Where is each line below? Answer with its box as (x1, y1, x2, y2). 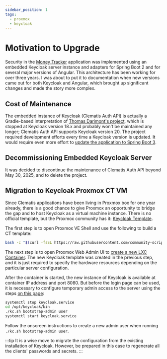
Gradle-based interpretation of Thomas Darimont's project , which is (5, 118, 144, 124)
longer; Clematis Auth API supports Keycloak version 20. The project (5, 129, 146, 135)
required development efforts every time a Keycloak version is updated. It (5, 134, 156, 140)
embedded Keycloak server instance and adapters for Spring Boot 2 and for (5, 64, 161, 70)
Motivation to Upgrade (5, 43, 100, 54)
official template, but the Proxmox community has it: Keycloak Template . (5, 215, 153, 221)
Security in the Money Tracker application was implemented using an (5, 59, 147, 65)
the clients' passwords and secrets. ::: (5, 348, 83, 354)
